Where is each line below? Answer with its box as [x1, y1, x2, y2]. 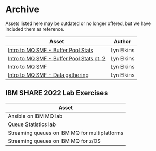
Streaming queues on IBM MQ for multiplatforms [8, 129, 124, 136]
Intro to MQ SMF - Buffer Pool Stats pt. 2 [8, 55, 106, 62]
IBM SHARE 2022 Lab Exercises [5, 89, 108, 97]
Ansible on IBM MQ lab [8, 112, 63, 119]
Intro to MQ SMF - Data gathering [8, 71, 89, 79]
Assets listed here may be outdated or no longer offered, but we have [5, 20, 151, 27]
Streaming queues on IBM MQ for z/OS [8, 137, 101, 144]
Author [114, 38, 132, 45]
